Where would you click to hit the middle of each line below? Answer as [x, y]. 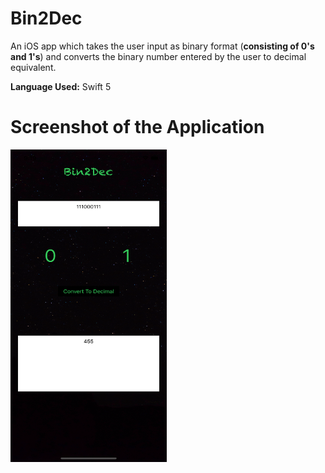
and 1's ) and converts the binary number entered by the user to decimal [158, 56]
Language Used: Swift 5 [61, 86]
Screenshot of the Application [137, 127]
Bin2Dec [46, 18]
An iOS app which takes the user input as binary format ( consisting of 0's [162, 46]
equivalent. [33, 67]
